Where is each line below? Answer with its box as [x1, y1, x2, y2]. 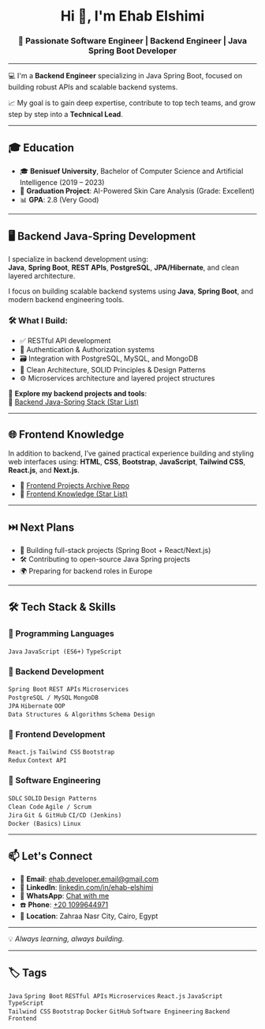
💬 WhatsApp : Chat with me [19, 891, 110, 901]
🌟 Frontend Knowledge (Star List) [19, 490, 129, 499]
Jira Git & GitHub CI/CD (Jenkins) [8, 811, 122, 819]
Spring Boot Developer [88, 45, 177, 56]
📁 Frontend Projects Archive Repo [19, 481, 130, 490]
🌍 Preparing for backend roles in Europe [19, 566, 153, 576]
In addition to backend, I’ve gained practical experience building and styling [8, 448, 255, 458]
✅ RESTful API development [19, 336, 111, 346]
